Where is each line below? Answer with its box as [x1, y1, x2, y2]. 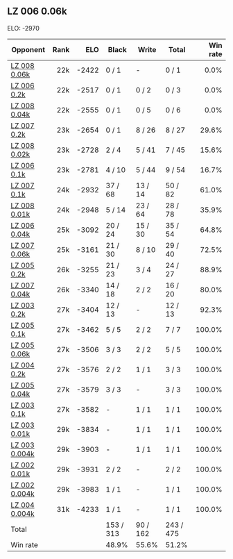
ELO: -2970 [7, 24, 40, 32]
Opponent [11, 44, 46, 54]
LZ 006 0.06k [7, 6, 67, 17]
